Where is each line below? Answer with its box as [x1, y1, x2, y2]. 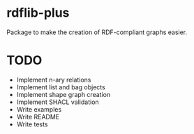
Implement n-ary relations [16, 75, 91, 84]
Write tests [16, 120, 48, 128]
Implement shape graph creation [16, 90, 111, 98]
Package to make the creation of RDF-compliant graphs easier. [6, 28, 188, 36]
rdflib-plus [6, 5, 70, 21]
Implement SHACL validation [16, 98, 99, 106]
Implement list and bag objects [16, 82, 105, 91]
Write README [16, 112, 60, 121]
